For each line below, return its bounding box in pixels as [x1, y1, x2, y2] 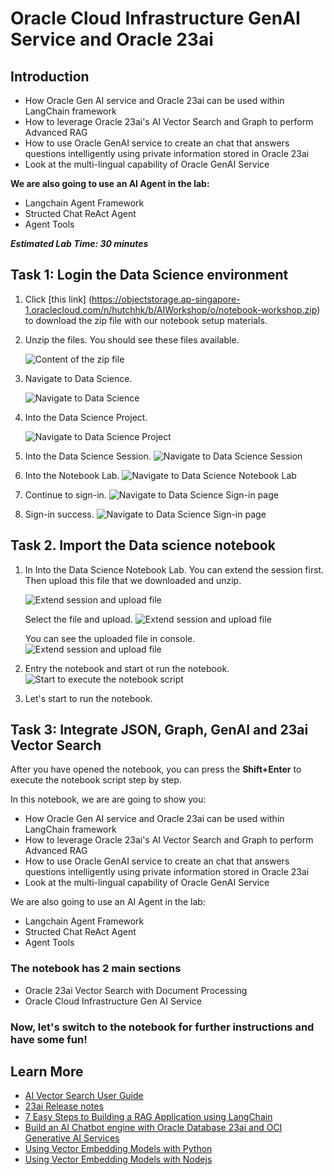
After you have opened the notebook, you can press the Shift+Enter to [10, 763, 302, 776]
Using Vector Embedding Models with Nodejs [24, 1153, 213, 1166]
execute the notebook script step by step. [10, 774, 182, 786]
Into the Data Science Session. [24, 450, 152, 462]
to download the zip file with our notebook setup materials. [24, 314, 268, 326]
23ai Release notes [24, 1100, 104, 1112]
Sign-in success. [24, 508, 95, 520]
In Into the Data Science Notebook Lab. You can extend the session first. [24, 563, 325, 576]
